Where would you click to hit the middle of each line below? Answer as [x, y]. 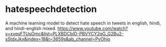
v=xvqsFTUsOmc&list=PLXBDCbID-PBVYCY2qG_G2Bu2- [65, 33]
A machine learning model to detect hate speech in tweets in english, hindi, [83, 23]
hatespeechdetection [51, 9]
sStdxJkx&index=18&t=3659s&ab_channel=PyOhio [58, 39]
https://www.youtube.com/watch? [93, 28]
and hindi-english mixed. [31, 28]
